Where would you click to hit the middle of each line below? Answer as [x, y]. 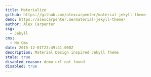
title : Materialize [26, 10]
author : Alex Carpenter [30, 24]
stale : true [18, 57]
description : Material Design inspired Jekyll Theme [62, 52]
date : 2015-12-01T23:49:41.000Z [39, 48]
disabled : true [21, 66]
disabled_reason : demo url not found [45, 62]
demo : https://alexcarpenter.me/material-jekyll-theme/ [65, 19]
